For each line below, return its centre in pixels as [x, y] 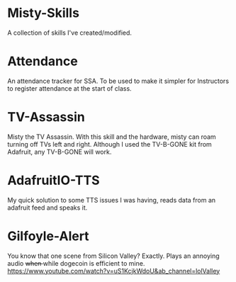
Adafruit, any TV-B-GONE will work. [60, 152]
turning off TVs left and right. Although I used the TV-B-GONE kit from [110, 144]
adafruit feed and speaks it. [47, 208]
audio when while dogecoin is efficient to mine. [76, 263]
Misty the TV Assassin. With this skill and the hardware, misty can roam [112, 137]
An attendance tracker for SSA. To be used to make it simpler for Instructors [118, 81]
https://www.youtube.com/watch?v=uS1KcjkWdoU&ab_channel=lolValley [114, 271]
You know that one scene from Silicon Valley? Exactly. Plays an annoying [113, 256]
